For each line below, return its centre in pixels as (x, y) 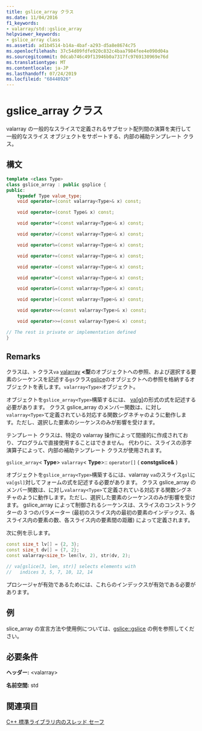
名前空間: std (23, 685)
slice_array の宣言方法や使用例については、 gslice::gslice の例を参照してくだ (100, 628)
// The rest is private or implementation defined (71, 332)
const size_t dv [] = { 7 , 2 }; (43, 550)
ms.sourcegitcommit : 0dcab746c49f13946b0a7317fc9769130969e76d (87, 57)
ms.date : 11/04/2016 (32, 18)
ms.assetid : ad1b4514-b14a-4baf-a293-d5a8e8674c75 (71, 46)
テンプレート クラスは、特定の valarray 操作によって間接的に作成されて (95, 435)
